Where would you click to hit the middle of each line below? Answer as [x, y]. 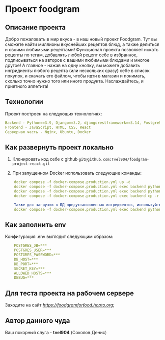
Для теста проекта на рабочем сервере [69, 293]
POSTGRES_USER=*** [33, 250]
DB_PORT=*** [26, 264]
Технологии [24, 102]
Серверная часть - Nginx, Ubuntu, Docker [48, 132]
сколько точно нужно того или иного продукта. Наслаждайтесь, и [74, 81]
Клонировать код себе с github [45, 159]
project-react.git [31, 164]
